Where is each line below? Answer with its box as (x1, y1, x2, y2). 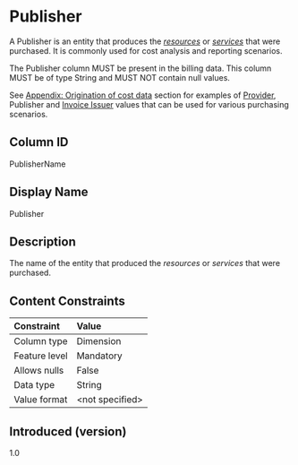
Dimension (76, 335, 122, 348)
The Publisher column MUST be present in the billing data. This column (9, 63, 272, 73)
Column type (13, 335, 69, 348)
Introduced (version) (9, 424, 127, 439)
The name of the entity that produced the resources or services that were (9, 258, 280, 269)
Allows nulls (13, 365, 64, 377)
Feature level (13, 349, 69, 362)
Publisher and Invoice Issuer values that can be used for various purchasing (9, 99, 289, 109)
